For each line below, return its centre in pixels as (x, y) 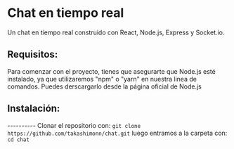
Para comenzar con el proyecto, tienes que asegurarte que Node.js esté (111, 71)
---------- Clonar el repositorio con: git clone (74, 125)
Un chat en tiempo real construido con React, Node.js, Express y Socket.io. (116, 32)
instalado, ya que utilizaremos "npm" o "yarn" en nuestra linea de (102, 79)
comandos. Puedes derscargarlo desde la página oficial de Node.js (104, 86)
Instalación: (34, 109)
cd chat (19, 140)
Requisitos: (33, 54)
